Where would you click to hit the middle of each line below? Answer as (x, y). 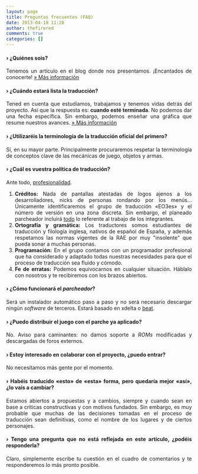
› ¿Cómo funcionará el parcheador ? (51, 289)
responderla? (23, 446)
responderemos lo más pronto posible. (53, 465)
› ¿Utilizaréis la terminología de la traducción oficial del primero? (87, 136)
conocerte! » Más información (43, 77)
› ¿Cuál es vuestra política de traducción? (58, 169)
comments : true (25, 34)
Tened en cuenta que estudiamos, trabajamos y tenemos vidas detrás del (99, 104)
